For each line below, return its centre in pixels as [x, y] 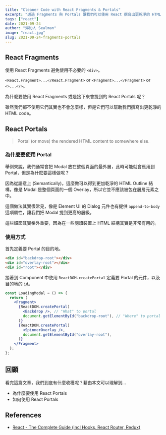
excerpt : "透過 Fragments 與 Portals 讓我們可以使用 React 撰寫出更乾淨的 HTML [83, 14]
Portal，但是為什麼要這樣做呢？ [37, 173]
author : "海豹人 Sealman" [31, 28]
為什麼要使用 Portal [28, 155]
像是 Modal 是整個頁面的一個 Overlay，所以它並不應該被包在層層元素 [84, 189]
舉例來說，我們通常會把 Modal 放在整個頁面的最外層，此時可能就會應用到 [80, 166]
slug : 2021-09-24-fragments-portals [43, 38]
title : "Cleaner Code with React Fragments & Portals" [63, 10]
